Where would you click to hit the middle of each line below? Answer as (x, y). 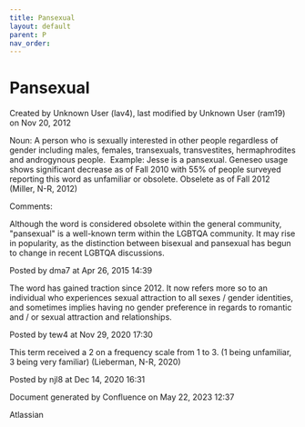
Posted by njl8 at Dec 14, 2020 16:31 (77, 380)
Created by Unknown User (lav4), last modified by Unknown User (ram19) (147, 114)
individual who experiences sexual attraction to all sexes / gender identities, (152, 298)
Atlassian (26, 415)
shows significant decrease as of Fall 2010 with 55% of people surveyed (146, 170)
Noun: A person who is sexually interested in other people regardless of (144, 141)
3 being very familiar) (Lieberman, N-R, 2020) (95, 362)
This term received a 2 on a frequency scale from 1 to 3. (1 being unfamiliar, (151, 353)
